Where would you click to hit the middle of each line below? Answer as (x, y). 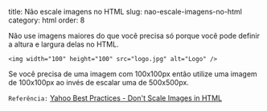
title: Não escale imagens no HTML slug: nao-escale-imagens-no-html (125, 12)
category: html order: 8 (47, 20)
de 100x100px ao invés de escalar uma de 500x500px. (99, 82)
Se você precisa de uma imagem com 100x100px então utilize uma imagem (133, 74)
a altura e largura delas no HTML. (64, 44)
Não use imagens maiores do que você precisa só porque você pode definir (134, 36)
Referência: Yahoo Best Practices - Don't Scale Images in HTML (115, 98)
